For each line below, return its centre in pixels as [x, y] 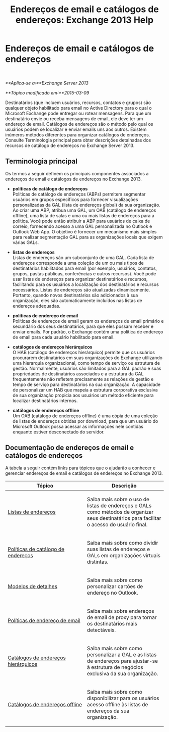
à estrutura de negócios [115, 667]
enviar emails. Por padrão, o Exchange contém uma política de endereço [88, 331]
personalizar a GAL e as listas [122, 654]
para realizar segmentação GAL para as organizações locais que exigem [88, 237]
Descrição [124, 485]
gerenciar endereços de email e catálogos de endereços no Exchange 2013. [84, 473]
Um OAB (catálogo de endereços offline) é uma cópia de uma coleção [85, 416]
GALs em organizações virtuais [124, 555]
